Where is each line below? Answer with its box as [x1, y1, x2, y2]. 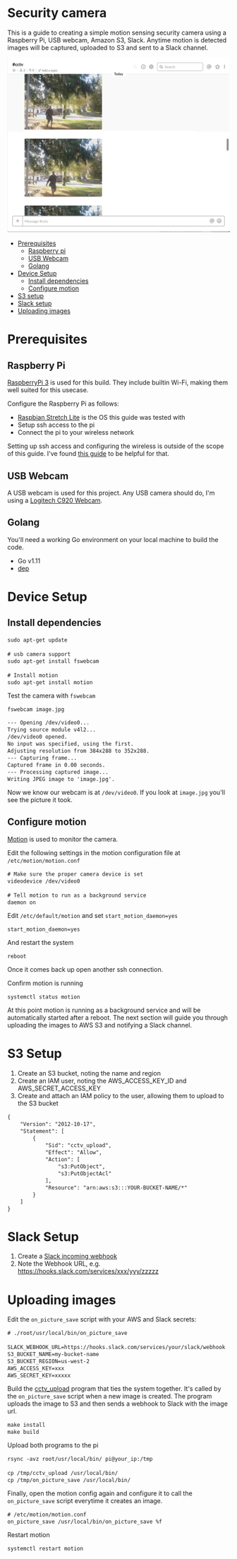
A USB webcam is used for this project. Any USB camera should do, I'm [7, 488, 215, 497]
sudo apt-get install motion [7, 678, 93, 686]
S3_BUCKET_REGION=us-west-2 [7, 1358, 90, 1365]
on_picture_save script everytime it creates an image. [7, 1497, 163, 1505]
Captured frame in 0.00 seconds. [7, 761, 106, 768]
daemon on [7, 899, 37, 906]
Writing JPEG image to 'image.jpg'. [7, 775, 115, 782]
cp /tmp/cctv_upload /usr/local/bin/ [7, 1470, 119, 1477]
